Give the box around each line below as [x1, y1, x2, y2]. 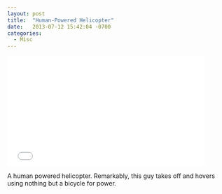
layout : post [7, 10, 46, 17]
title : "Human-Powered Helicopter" [7, 17, 114, 24]
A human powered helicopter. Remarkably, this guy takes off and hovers [7, 172, 216, 180]
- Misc [13, 36, 33, 43]
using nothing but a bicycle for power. [7, 179, 117, 188]
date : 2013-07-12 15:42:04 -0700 [7, 23, 111, 30]
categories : [7, 29, 42, 37]
